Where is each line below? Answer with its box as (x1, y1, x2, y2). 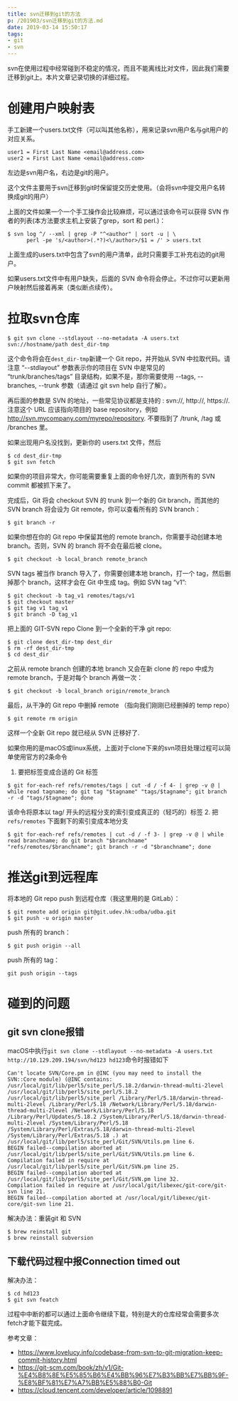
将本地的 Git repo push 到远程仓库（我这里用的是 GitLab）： (7, 894, 180, 902)
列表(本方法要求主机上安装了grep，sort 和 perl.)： (19, 216, 166, 224)
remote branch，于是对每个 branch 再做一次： (7, 673, 144, 681)
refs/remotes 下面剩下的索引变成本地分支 (7, 817, 129, 825)
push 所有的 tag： (7, 956, 60, 964)
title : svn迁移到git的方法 (7, 10, 81, 18)
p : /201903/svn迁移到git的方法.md (7, 17, 103, 24)
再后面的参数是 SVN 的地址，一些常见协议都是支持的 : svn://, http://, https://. (7, 396, 230, 405)
